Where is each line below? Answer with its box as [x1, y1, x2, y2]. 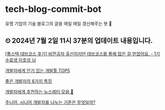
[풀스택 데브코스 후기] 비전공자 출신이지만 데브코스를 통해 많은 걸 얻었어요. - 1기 [5, 51, 160, 57]
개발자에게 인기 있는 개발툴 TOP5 [5, 67, 70, 73]
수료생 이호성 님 [5, 57, 36, 63]
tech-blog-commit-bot [5, 3, 101, 15]
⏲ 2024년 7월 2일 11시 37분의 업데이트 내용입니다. [5, 36, 153, 45]
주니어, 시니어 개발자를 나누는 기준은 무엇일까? [5, 99, 96, 105]
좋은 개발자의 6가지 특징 [5, 78, 52, 84]
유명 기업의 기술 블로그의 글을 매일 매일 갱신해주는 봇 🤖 [5, 20, 112, 26]
